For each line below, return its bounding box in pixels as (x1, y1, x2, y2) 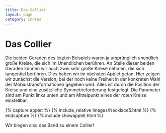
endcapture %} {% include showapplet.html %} (5, 112, 104, 118)
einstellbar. (5, 97, 28, 103)
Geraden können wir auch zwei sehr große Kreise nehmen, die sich (5, 66, 144, 72)
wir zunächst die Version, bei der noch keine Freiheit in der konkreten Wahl (5, 76, 161, 82)
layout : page (5, 12, 33, 17)
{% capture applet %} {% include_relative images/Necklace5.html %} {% (5, 107, 156, 113)
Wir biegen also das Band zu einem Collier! (5, 122, 95, 128)
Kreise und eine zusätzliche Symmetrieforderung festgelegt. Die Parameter (5, 87, 161, 93)
